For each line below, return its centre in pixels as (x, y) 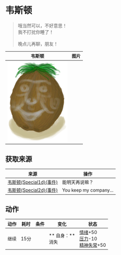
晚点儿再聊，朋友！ (38, 43)
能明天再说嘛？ (78, 182)
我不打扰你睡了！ (36, 32)
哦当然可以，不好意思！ (42, 26)
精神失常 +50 (93, 245)
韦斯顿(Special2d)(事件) (33, 190)
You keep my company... (87, 190)
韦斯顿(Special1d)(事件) (33, 182)
